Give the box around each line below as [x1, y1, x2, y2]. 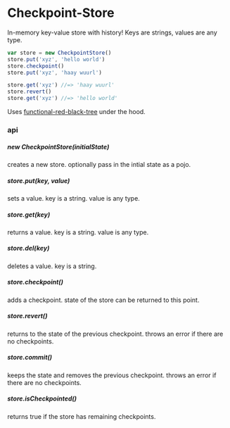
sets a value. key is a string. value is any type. [7, 194, 141, 202]
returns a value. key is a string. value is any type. [7, 227, 149, 237]
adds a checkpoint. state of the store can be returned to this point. [7, 296, 200, 304]
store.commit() [7, 353, 53, 362]
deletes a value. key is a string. [7, 262, 97, 270]
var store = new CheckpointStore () [7, 49, 112, 56]
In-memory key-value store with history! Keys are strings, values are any [7, 28, 218, 37]
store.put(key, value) [7, 176, 70, 184]
